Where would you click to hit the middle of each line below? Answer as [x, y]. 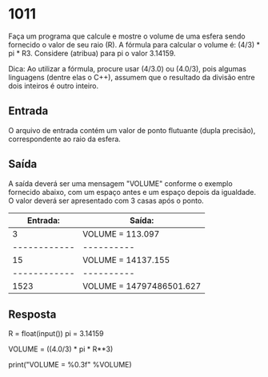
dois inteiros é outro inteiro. [53, 86]
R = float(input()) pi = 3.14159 [56, 334]
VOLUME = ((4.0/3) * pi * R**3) [61, 349]
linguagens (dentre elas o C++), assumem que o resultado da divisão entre [132, 77]
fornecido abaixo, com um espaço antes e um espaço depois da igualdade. [132, 192]
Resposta [32, 314]
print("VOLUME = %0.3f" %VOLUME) [70, 365]
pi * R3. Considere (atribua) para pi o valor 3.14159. [92, 53]
